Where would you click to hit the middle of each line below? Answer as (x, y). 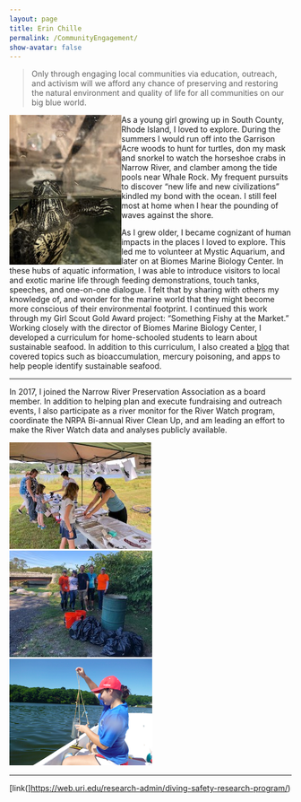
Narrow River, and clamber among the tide (199, 168)
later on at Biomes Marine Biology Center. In (202, 261)
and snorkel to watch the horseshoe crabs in (204, 158)
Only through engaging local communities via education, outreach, (154, 74)
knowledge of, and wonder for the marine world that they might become (142, 300)
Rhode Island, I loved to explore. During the (201, 129)
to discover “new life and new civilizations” (201, 187)
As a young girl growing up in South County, (203, 120)
